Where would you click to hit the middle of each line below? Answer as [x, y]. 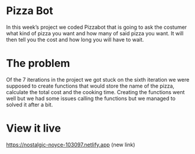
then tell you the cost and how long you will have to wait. [75, 39]
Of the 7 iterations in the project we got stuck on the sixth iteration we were [98, 79]
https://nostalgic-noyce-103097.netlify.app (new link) [71, 145]
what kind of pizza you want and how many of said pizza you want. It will [95, 33]
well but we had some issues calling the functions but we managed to [91, 98]
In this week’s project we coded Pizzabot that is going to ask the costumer [97, 27]
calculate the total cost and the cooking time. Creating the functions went [95, 92]
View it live [33, 128]
